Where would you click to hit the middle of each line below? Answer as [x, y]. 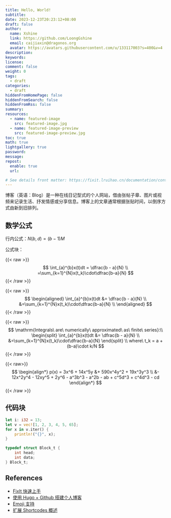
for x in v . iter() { [27, 429]
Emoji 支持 [23, 504]
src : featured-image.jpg [41, 123]
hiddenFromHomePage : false [34, 95]
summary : [15, 109]
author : [13, 29]
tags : [11, 76]
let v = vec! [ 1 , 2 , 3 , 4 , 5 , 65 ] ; [42, 425]
